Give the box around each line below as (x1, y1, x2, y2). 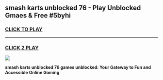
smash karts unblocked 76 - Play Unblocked (5, 4, 141, 12)
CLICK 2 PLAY (5, 44, 39, 51)
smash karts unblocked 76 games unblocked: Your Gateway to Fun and (5, 64, 151, 70)
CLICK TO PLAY (5, 26, 43, 33)
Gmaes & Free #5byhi (5, 12, 71, 20)
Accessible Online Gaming (5, 69, 60, 75)
